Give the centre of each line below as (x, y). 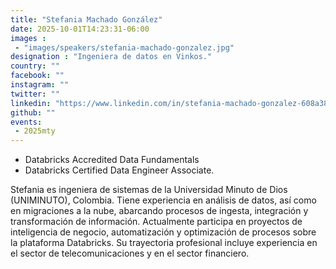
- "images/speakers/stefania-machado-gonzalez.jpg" (124, 47)
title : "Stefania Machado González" (86, 19)
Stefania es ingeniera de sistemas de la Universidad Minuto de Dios (149, 190)
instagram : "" (40, 85)
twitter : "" (35, 94)
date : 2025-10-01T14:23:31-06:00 (80, 29)
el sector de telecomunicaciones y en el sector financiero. (130, 253)
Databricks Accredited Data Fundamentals (112, 160)
